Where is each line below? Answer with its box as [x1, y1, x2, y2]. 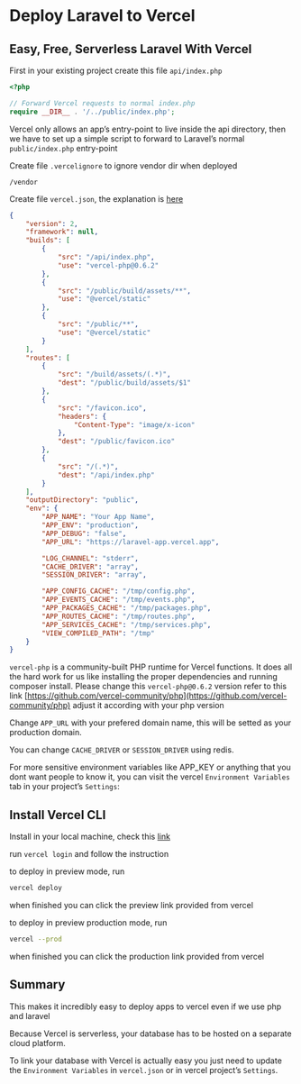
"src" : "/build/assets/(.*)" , [57, 370, 171, 379]
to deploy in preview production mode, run [9, 916, 168, 928]
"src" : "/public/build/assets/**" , [57, 286, 192, 296]
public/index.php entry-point [9, 142, 118, 153]
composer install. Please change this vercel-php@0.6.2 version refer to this [9, 681, 287, 692]
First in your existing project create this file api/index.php [9, 65, 223, 76]
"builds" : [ [25, 236, 70, 245]
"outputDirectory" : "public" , [25, 496, 140, 505]
